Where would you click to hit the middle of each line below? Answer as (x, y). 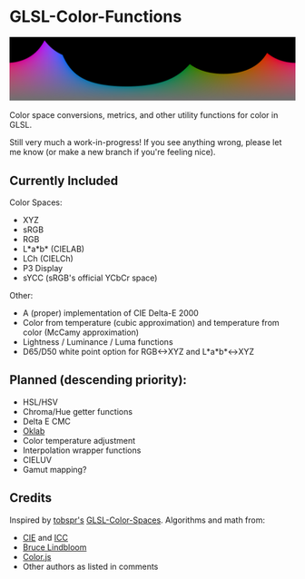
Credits (31, 498)
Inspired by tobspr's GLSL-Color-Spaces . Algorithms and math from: (138, 520)
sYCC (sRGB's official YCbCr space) (90, 278)
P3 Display (43, 268)
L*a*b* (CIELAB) (53, 249)
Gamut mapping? (54, 469)
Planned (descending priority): (98, 380)
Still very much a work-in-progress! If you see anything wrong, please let (146, 142)
